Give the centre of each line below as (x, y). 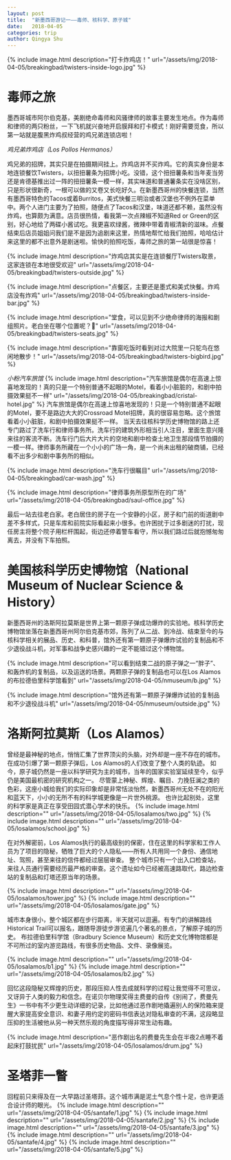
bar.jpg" (19, 303)
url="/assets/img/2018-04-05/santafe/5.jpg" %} (75, 1149)
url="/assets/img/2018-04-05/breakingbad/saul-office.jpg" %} (96, 500)
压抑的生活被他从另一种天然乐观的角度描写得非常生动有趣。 (91, 1022)
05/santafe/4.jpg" (32, 1142)
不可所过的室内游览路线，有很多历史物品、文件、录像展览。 (91, 945)
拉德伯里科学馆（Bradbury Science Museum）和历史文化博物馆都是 (122, 936)
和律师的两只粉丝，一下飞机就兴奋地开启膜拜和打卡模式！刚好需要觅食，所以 (115, 126)
